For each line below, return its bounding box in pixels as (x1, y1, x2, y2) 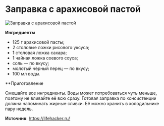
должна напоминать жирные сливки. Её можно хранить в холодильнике (5, 100, 160, 106)
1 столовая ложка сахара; (12, 50, 67, 56)
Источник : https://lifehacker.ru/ (5, 115, 70, 121)
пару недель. (5, 106, 33, 112)
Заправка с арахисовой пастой (5, 3, 141, 15)
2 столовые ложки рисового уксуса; (12, 44, 90, 50)
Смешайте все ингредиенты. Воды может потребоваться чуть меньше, (5, 90, 157, 96)
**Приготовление (5, 80, 44, 86)
